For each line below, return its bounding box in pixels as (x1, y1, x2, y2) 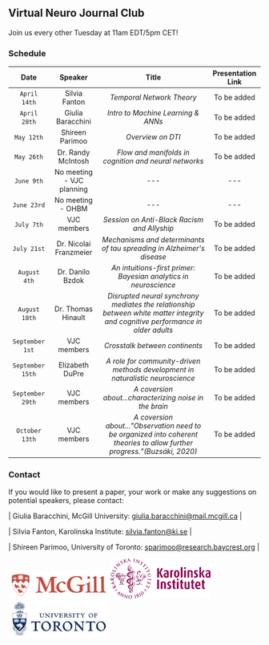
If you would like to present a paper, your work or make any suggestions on (8, 487, 257, 497)
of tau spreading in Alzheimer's (101, 243, 206, 253)
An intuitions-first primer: (110, 262, 196, 272)
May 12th (14, 133, 44, 141)
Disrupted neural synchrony (107, 291, 199, 301)
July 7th (14, 221, 44, 229)
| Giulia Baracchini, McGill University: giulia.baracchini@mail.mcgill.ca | (8, 511, 243, 521)
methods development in (112, 364, 195, 374)
